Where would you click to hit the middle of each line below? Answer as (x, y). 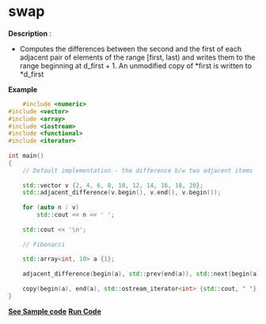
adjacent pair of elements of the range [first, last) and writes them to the (137, 57)
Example (23, 89)
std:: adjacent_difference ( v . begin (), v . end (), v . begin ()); (122, 193)
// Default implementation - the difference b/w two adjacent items (138, 170)
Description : (30, 33)
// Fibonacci (44, 245)
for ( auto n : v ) (51, 208)
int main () (26, 156)
